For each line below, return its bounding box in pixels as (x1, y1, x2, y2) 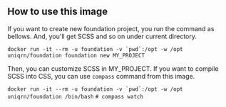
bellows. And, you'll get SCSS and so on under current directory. (7, 32, 197, 40)
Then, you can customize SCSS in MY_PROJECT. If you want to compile (7, 64, 219, 73)
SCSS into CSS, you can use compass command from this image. (7, 72, 195, 80)
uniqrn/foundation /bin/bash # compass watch (7, 93, 144, 100)
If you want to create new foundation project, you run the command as (7, 24, 215, 33)
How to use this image (7, 6, 108, 18)
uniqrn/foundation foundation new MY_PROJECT (7, 52, 145, 59)
